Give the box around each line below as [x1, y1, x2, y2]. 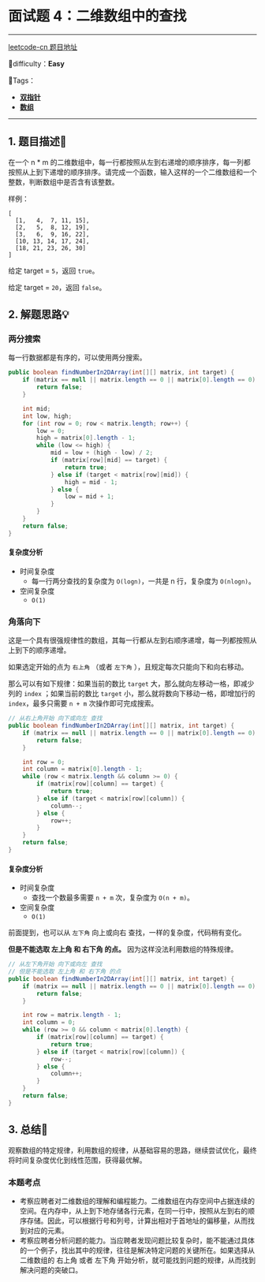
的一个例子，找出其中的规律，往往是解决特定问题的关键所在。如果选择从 [19, 1245, 255, 1254]
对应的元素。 [26, 1225, 69, 1235]
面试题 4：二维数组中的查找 [8, 7, 187, 25]
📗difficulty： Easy [8, 58, 65, 68]
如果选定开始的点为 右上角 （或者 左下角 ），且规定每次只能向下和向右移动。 [8, 662, 248, 672]
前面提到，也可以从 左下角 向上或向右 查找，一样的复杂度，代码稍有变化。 [8, 928, 246, 937]
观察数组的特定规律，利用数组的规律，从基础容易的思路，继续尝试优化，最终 [8, 1145, 257, 1155]
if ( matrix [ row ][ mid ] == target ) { [50, 457, 168, 464]
